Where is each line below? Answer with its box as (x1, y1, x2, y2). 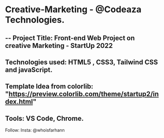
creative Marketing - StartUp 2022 (5, 41, 113, 50)
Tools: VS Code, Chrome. (5, 114, 84, 122)
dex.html (5, 97, 33, 106)
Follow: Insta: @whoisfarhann (5, 127, 65, 133)
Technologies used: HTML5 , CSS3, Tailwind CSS (5, 58, 158, 66)
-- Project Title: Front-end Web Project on (5, 34, 135, 42)
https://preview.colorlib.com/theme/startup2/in (8, 90, 159, 98)
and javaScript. (5, 66, 53, 74)
